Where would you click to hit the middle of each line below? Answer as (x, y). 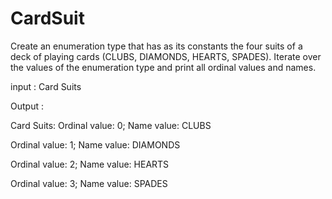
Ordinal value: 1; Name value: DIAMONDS (95, 144)
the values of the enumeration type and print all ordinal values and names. (163, 67)
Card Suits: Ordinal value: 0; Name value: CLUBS (111, 125)
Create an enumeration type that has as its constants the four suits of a (156, 46)
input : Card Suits (46, 86)
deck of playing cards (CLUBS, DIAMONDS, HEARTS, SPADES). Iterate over (166, 56)
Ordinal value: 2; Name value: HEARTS (90, 164)
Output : (27, 106)
